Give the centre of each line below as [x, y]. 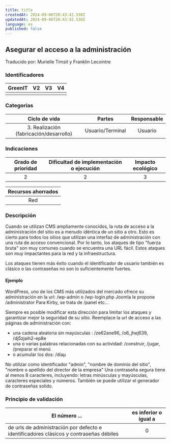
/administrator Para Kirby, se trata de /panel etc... [57, 303]
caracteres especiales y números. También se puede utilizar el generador [82, 381]
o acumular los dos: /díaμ [39, 354]
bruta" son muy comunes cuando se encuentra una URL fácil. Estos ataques [85, 248]
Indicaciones [22, 149]
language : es [19, 24]
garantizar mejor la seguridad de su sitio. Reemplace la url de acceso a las [83, 318]
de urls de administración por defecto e [55, 427]
